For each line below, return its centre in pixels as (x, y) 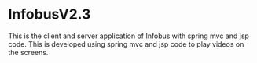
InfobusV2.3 (50, 14)
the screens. (28, 52)
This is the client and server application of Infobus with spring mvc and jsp (129, 36)
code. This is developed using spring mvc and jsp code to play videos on (126, 44)
